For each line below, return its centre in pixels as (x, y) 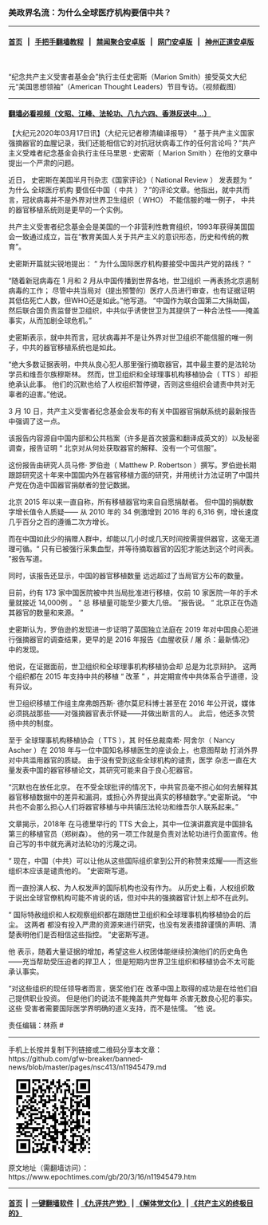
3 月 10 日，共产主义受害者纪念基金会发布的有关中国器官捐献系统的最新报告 (132, 411)
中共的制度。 (36, 723)
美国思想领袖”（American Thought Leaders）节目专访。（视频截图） (130, 86)
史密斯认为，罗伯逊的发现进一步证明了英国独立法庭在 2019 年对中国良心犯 (130, 629)
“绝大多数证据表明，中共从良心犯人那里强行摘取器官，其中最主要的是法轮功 (132, 364)
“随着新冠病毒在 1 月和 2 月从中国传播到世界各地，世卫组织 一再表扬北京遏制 (134, 280)
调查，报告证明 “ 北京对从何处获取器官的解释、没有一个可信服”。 (115, 447)
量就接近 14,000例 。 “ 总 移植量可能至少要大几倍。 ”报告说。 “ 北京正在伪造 (133, 602)
